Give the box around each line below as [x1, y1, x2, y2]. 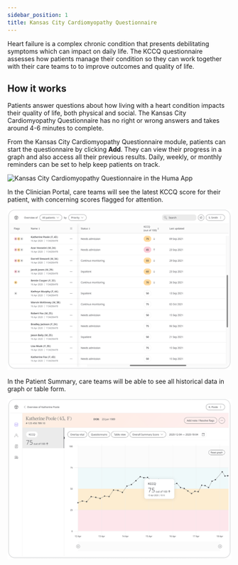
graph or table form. [7, 385, 66, 393]
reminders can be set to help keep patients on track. [7, 160, 161, 169]
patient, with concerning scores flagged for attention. [7, 195, 163, 204]
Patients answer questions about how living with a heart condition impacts [7, 102, 225, 110]
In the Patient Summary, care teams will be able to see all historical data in [7, 377, 225, 386]
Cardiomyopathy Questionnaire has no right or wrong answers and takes [7, 116, 220, 125]
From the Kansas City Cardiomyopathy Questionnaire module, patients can [7, 138, 226, 146]
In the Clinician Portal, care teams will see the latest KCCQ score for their [7, 188, 221, 197]
